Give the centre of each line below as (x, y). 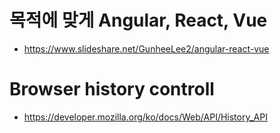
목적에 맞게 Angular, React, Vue (138, 20)
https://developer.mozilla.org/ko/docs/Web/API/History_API (145, 117)
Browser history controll (112, 89)
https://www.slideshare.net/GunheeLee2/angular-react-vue (146, 48)
